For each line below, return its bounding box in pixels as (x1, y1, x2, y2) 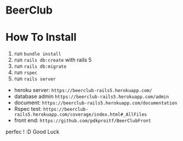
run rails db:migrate (14, 63, 67, 70)
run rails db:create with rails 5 (14, 57, 92, 64)
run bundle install (14, 50, 62, 57)
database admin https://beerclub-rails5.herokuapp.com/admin (14, 93, 169, 100)
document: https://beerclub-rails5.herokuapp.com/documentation (14, 99, 178, 106)
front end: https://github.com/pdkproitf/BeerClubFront (14, 117, 152, 124)
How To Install (5, 31, 77, 44)
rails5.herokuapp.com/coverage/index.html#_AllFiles (14, 112, 147, 118)
